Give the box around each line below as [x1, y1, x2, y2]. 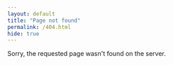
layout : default [7, 10, 55, 18]
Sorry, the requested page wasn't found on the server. [7, 49, 167, 58]
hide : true [7, 30, 40, 37]
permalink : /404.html [7, 23, 72, 30]
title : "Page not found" [7, 17, 81, 24]
